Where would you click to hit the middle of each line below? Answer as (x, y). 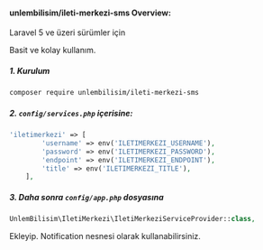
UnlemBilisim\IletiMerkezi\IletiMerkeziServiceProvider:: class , (132, 219)
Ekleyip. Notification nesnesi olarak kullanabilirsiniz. (105, 236)
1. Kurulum (30, 70)
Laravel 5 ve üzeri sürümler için (68, 32)
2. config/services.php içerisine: (71, 113)
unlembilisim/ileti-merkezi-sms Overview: (90, 13)
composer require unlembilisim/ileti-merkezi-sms (104, 93)
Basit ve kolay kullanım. (53, 51)
